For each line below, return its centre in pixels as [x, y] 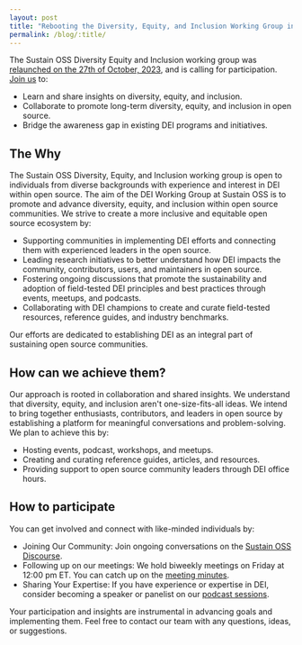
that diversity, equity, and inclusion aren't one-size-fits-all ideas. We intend [148, 404]
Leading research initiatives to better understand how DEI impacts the [151, 260]
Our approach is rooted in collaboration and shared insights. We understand [150, 394]
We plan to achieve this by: [59, 432]
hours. [34, 479]
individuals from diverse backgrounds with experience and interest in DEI [145, 185]
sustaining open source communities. [79, 344]
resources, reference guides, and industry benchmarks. [125, 317]
